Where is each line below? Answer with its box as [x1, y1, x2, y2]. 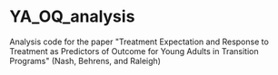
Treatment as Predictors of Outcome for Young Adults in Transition [9, 45, 259, 56]
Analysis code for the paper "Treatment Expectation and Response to [9, 36, 270, 47]
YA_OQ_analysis [9, 6, 135, 27]
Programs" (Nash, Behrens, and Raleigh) [9, 55, 162, 66]
